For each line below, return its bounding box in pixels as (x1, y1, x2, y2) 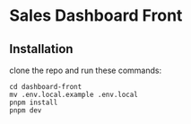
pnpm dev (9, 106, 42, 115)
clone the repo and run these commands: (9, 65, 162, 75)
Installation (9, 41, 74, 57)
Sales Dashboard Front (9, 5, 183, 26)
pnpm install (9, 98, 58, 107)
